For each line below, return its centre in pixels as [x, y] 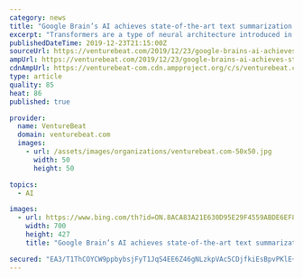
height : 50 [54, 168]
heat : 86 [26, 93]
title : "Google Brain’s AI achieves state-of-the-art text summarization [151, 26]
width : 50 [51, 160]
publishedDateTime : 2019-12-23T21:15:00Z [88, 43]
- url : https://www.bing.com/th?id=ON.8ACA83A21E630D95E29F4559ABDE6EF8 [157, 218]
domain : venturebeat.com [64, 135]
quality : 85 [32, 85]
